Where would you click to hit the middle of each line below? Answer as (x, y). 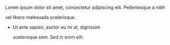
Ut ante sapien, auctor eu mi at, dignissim (57, 27)
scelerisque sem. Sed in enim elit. (48, 37)
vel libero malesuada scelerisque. (40, 17)
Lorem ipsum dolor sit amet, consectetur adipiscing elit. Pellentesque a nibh (85, 7)
